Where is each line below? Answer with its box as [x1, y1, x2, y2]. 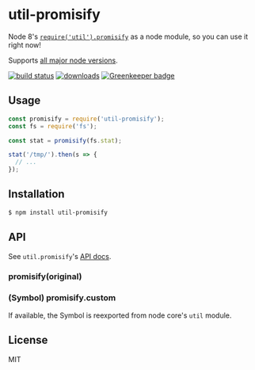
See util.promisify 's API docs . [8, 251, 112, 261]
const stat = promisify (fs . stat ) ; [8, 136, 123, 144]
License [8, 334, 48, 347]
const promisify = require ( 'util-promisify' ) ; [8, 115, 165, 123]
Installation [8, 188, 65, 201]
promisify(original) [8, 271, 82, 282]
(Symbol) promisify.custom [8, 292, 116, 303]
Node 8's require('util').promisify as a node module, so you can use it [8, 32, 248, 41]
